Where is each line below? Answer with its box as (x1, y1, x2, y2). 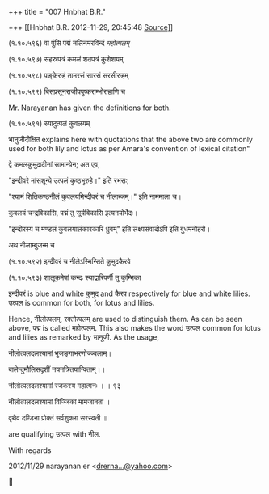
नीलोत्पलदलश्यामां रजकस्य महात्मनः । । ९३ (8, 381, 121, 391)
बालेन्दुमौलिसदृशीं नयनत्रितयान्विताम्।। (8, 365, 106, 374)
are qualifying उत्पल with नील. (8, 429, 101, 439)
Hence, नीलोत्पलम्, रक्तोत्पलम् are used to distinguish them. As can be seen (8, 315, 242, 323)
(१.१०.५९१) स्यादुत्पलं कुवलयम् (8, 119, 90, 128)
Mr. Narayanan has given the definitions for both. (8, 103, 171, 112)
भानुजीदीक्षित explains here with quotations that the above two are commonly (8, 135, 253, 144)
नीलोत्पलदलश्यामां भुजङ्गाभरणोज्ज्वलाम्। (8, 348, 112, 358)
